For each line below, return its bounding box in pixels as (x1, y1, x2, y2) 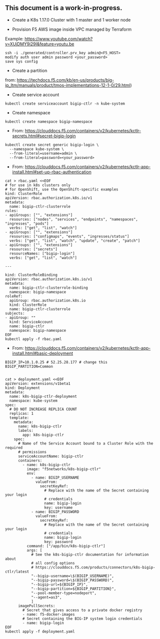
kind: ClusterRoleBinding (5, 272, 57, 277)
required (5, 445, 23, 450)
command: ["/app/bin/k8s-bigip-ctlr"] (26, 543, 106, 549)
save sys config (5, 59, 38, 64)
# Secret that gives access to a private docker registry (22, 608, 142, 613)
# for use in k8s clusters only (5, 183, 71, 188)
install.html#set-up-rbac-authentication (12, 169, 91, 175)
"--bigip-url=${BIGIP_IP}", (31, 582, 89, 587)
